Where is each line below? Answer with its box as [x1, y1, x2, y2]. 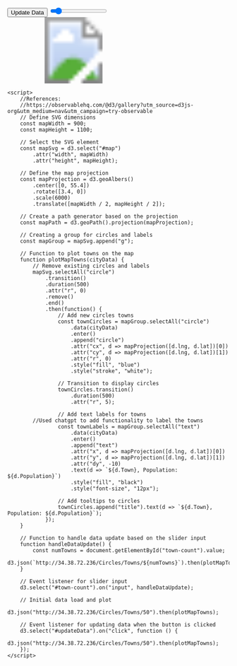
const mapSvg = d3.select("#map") [20, 145, 121, 152]
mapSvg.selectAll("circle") [32, 269, 115, 276]
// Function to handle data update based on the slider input [20, 534, 207, 542]
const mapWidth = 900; [20, 120, 87, 127]
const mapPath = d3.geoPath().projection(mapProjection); [20, 219, 194, 226]
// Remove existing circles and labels [32, 262, 150, 269]
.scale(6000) [32, 194, 71, 201]
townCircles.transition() [57, 386, 134, 393]
